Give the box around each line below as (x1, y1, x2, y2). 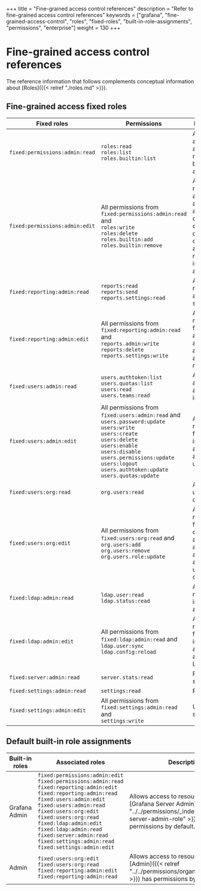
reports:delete (100, 346, 144, 353)
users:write (100, 424, 135, 431)
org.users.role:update (100, 553, 166, 560)
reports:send (100, 288, 138, 295)
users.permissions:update (100, 454, 175, 461)
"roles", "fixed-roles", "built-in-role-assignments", (69, 18, 193, 25)
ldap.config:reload (100, 648, 157, 655)
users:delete (100, 436, 138, 443)
